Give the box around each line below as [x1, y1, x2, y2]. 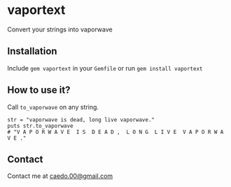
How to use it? [7, 84, 71, 96]
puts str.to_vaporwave [7, 122, 73, 129]
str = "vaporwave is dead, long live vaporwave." [7, 116, 155, 124]
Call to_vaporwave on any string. [7, 103, 99, 111]
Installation [7, 45, 57, 57]
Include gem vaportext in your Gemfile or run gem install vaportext [7, 63, 203, 72]
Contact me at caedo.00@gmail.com [7, 172, 113, 180]
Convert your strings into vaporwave [7, 25, 113, 33]
